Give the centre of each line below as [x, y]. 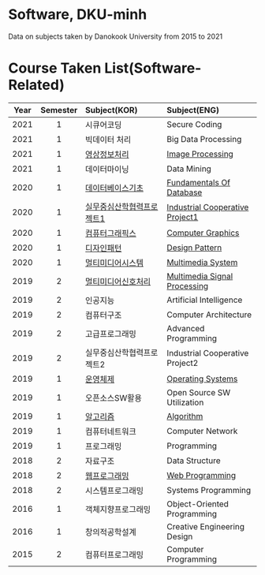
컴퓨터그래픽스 [111, 233]
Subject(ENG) [193, 110]
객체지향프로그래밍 [118, 509]
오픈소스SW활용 [114, 398]
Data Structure [194, 461]
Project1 [183, 217]
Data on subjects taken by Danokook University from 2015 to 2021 [116, 36]
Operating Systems [202, 379]
